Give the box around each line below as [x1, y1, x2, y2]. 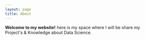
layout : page [5, 7, 31, 12]
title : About [5, 11, 31, 16]
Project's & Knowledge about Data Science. [5, 30, 92, 35]
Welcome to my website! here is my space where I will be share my [5, 24, 140, 30]
